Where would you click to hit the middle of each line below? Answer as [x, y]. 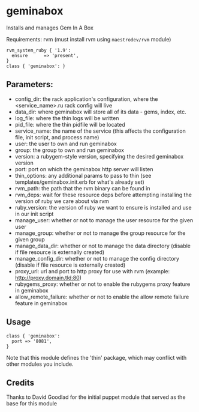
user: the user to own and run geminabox [66, 144]
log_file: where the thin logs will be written [67, 118]
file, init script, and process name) [57, 137]
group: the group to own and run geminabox [70, 150]
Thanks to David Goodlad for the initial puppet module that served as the [96, 397]
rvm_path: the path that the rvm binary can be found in [82, 188]
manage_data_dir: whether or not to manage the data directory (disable [102, 246]
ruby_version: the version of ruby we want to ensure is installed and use [103, 207]
